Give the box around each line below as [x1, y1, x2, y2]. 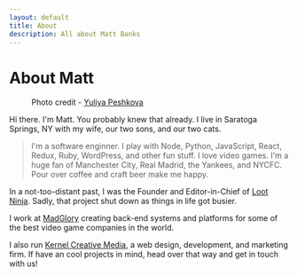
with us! [9, 258, 38, 269]
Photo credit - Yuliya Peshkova [31, 97, 144, 107]
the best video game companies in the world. [9, 223, 175, 233]
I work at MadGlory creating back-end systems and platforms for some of [9, 213, 278, 224]
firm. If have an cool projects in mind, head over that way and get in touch [9, 249, 279, 260]
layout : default [9, 12, 69, 22]
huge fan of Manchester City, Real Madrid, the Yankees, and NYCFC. [30, 160, 283, 170]
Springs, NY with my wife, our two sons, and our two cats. [9, 123, 222, 134]
